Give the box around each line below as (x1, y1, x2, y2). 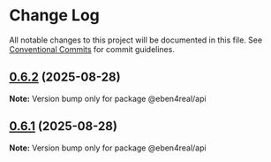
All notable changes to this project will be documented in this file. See (9, 35, 263, 45)
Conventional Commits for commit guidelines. (9, 43, 175, 54)
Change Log (9, 5, 100, 26)
